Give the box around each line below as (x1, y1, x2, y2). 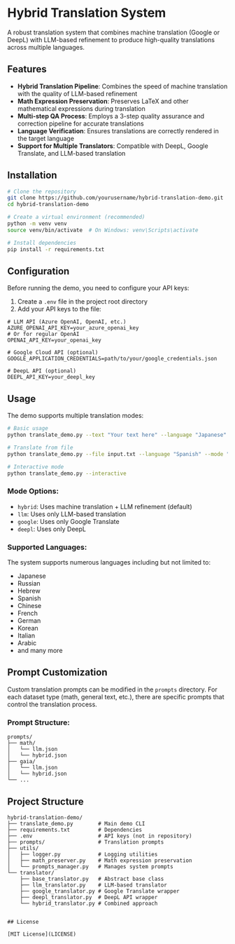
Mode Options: (7, 486, 59, 496)
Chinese (17, 602, 42, 610)
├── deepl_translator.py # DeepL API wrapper (20, 894, 158, 901)
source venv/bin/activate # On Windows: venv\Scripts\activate (7, 227, 199, 234)
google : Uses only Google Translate (17, 517, 120, 525)
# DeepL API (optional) (7, 368, 77, 375)
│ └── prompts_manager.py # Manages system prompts (7, 863, 173, 870)
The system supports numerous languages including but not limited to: (7, 558, 211, 567)
